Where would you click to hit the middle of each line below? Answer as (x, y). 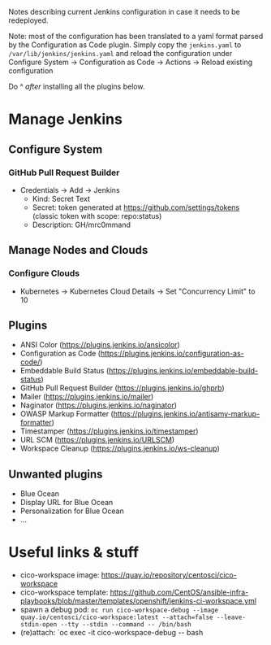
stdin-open (39, 625)
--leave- (231, 617)
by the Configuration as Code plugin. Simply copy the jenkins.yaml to (125, 45)
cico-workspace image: (60, 575)
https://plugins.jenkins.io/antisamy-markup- (187, 414)
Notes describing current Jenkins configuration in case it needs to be (125, 12)
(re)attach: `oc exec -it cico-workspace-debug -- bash (112, 633)
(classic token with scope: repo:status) (97, 216)
